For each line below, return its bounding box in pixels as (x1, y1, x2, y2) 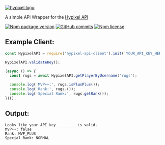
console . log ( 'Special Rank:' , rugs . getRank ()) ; (9, 91, 109, 96)
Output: (5, 110, 29, 118)
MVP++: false (5, 127, 32, 132)
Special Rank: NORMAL (5, 135, 50, 140)
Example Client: (5, 38, 55, 46)
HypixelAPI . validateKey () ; (5, 59, 60, 65)
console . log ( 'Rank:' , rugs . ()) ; (9, 87, 76, 92)
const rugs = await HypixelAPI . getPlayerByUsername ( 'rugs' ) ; (9, 73, 137, 78)
